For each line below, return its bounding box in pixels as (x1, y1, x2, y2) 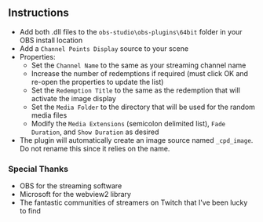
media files (31, 110, 68, 120)
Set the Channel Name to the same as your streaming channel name (31, 60, 247, 70)
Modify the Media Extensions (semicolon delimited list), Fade (31, 118, 226, 128)
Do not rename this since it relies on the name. (19, 144, 170, 153)
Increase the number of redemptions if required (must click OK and (31, 68, 249, 78)
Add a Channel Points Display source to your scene (19, 43, 189, 53)
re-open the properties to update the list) (31, 77, 164, 86)
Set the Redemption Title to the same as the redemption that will (31, 86, 241, 95)
